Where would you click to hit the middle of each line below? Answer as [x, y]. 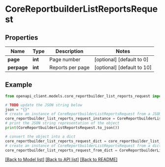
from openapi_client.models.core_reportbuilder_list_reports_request [78, 96]
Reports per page [69, 67]
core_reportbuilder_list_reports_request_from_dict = [61, 150]
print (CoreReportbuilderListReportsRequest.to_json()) [62, 128]
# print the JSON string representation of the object [62, 123]
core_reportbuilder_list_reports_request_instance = [60, 119]
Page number [65, 60]
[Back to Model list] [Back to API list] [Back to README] [61, 160]
